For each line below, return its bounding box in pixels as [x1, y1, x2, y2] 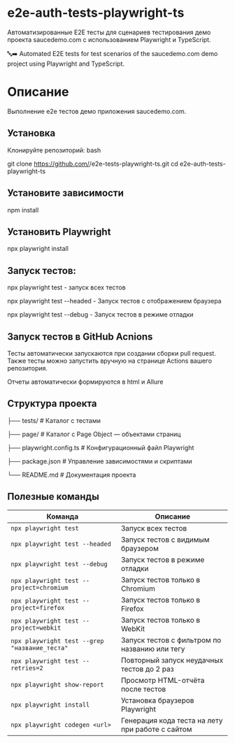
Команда [46, 512, 79, 521]
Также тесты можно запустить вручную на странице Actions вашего [7, 356, 212, 365]
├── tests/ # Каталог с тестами [7, 416, 101, 424]
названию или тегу [121, 644, 185, 654]
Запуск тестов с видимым [121, 535, 210, 544]
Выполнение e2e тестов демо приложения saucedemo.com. [7, 107, 187, 115]
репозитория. [7, 363, 48, 372]
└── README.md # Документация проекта [7, 470, 136, 479]
